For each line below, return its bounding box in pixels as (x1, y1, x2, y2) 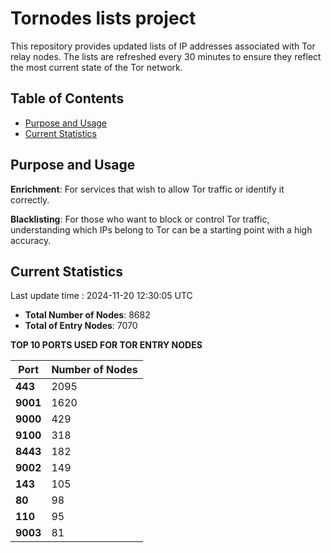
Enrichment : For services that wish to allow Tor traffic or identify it (10, 183, 285, 195)
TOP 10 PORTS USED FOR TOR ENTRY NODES (10, 339, 203, 351)
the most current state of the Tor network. (10, 61, 183, 73)
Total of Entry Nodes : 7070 (24, 320, 138, 332)
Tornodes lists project (10, 7, 197, 30)
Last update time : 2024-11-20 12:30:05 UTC (10, 290, 193, 302)
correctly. (10, 193, 50, 206)
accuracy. (10, 234, 52, 246)
